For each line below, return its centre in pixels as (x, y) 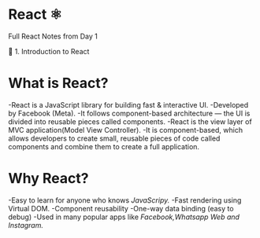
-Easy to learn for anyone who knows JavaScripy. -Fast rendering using (125, 200)
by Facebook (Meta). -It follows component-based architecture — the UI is (129, 113)
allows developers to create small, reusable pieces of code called (114, 138)
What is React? (58, 83)
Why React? (48, 179)
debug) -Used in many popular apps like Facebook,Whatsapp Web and (124, 217)
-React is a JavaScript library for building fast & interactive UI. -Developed (128, 104)
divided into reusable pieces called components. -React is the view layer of (130, 121)
